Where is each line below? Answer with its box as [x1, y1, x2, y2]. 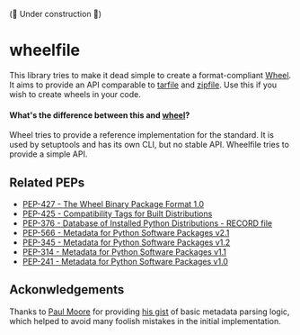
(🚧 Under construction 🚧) [9, 9, 101, 19]
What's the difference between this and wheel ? [9, 109, 190, 121]
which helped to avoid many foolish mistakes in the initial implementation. [9, 315, 281, 326]
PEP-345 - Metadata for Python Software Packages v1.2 [22, 237, 231, 248]
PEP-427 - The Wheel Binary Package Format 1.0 [22, 198, 205, 209]
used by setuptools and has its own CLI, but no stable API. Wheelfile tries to [9, 140, 290, 150]
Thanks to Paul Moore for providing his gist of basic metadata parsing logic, [9, 306, 290, 317]
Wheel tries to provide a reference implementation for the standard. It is [9, 130, 274, 140]
